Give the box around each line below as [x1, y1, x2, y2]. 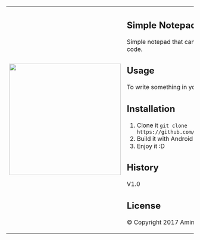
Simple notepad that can [127, 37, 195, 46]
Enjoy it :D [136, 142, 165, 150]
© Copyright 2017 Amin [127, 218, 195, 226]
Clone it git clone [136, 121, 187, 130]
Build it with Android [136, 134, 193, 143]
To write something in [127, 83, 187, 91]
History [127, 162, 159, 173]
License [127, 200, 161, 211]
